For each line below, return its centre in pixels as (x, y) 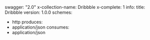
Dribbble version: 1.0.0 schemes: (39, 12)
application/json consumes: (41, 27)
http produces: (27, 22)
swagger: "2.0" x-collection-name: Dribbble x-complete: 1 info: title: (75, 7)
